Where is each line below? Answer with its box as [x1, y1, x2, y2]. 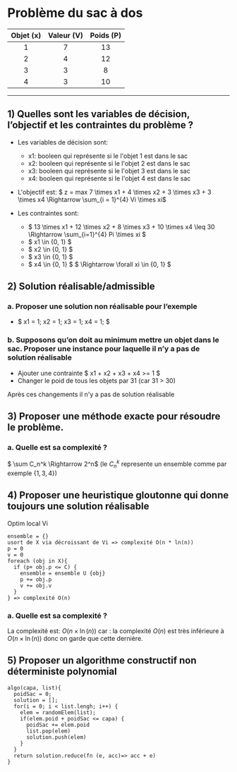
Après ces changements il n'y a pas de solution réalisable [7, 390, 175, 398]
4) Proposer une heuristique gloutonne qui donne [7, 489, 229, 501]
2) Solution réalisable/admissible [7, 281, 155, 293]
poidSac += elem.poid [25, 721, 90, 728]
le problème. [7, 422, 64, 434]
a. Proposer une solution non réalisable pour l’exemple [7, 302, 197, 312]
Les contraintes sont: [17, 209, 79, 217]
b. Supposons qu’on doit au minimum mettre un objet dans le [7, 335, 220, 345]
